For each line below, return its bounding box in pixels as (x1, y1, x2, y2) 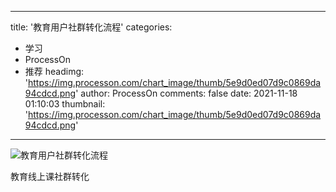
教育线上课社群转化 (10, 171, 90, 182)
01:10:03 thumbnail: (24, 98, 106, 110)
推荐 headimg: (24, 66, 85, 77)
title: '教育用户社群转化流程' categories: (10, 21, 173, 33)
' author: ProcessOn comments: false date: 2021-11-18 (75, 87, 298, 99)
